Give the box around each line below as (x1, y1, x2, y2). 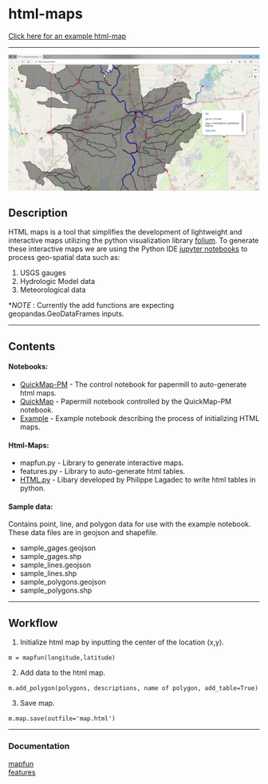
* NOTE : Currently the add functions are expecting (8, 301, 175, 310)
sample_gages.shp (19, 552, 82, 561)
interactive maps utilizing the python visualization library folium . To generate (8, 236, 259, 246)
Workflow (8, 616, 58, 630)
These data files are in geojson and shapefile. (8, 528, 158, 538)
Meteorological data (19, 285, 86, 295)
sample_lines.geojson (19, 560, 92, 570)
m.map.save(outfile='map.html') (8, 715, 116, 723)
